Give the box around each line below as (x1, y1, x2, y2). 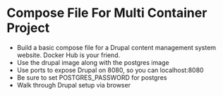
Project (6, 20, 50, 36)
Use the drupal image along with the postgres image (16, 58, 170, 66)
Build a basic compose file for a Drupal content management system (16, 43, 217, 52)
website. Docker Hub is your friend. (16, 51, 121, 59)
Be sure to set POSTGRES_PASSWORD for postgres (16, 73, 167, 82)
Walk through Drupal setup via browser (16, 80, 131, 89)
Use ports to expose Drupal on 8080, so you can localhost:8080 (16, 66, 204, 74)
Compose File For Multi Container (6, 5, 207, 21)
